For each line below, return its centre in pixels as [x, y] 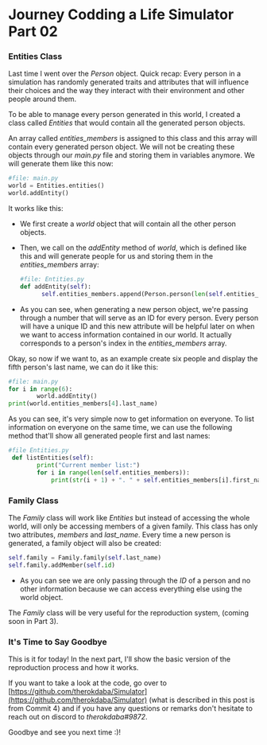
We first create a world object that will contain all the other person [128, 224]
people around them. [43, 99]
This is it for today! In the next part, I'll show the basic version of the [120, 659]
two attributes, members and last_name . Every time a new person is [120, 534]
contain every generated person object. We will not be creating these [122, 147]
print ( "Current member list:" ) [89, 465]
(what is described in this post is [202, 700]
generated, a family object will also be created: [85, 543]
